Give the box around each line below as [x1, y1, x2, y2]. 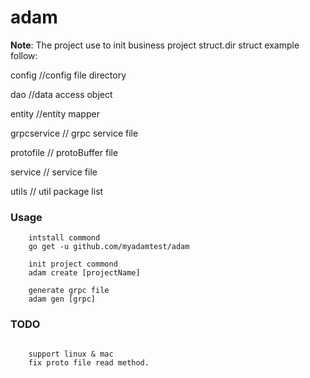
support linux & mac [28, 349, 114, 359]
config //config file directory [10, 69, 127, 81]
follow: [10, 49, 38, 61]
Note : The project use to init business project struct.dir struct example [10, 39, 300, 51]
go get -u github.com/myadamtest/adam [28, 242, 190, 252]
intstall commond [28, 233, 101, 243]
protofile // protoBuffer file [10, 146, 119, 158]
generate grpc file [28, 286, 110, 296]
